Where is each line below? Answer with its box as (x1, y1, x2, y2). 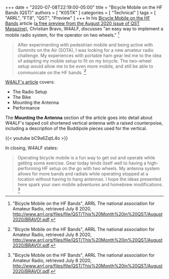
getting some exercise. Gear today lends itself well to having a (17, 160, 147, 166)
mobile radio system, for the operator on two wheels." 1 (5, 31, 120, 38)
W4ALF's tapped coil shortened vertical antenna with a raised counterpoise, (5, 120, 163, 126)
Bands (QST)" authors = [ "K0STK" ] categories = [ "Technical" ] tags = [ (5, 10, 156, 16)
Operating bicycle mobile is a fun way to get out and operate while (17, 155, 155, 161)
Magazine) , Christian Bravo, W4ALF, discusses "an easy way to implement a (5, 26, 163, 32)
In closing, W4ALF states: (5, 145, 58, 151)
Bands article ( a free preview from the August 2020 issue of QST (5, 20, 140, 26)
